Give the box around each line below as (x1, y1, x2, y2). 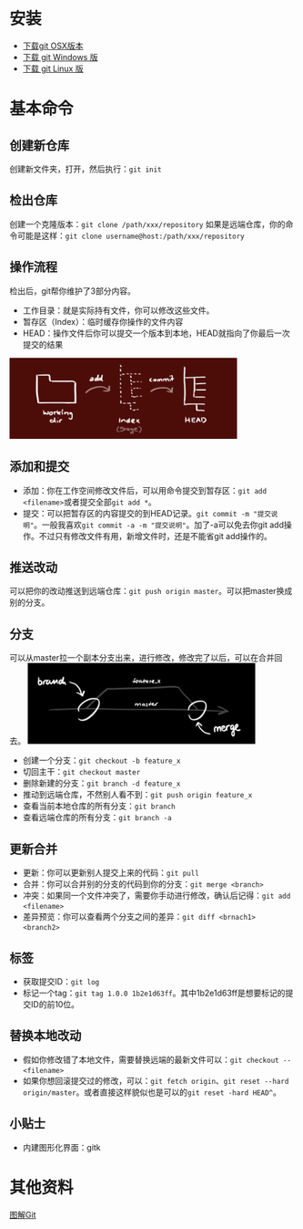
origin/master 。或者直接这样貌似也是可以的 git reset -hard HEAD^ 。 (22, 1087, 282, 1098)
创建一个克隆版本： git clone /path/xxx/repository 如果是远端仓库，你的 (9, 218, 286, 229)
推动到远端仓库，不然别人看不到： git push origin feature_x (22, 789, 253, 800)
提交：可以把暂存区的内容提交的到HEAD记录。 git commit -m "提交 (22, 507, 271, 518)
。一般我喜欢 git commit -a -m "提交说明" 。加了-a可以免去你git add (33, 519, 285, 530)
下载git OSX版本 (22, 40, 84, 51)
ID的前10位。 (30, 999, 80, 1010)
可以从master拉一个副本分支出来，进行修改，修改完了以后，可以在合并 (9, 652, 275, 663)
